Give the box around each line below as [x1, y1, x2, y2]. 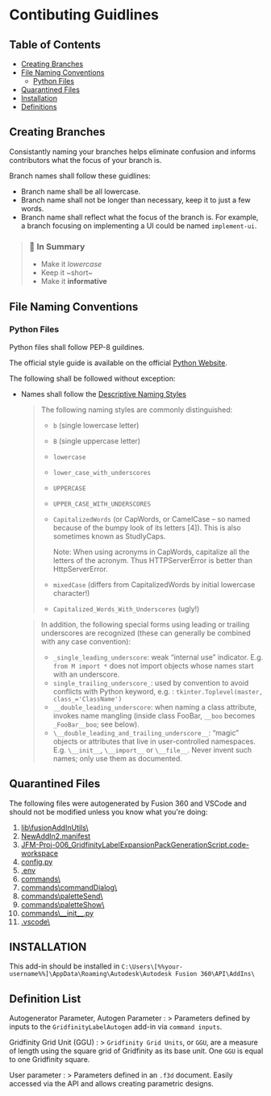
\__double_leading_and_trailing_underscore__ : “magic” [52, 727, 240, 737]
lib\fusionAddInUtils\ [20, 823, 89, 832]
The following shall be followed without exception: [9, 373, 176, 383]
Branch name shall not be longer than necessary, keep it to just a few [20, 195, 251, 205]
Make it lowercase [40, 260, 102, 269]
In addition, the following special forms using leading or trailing [40, 619, 250, 629]
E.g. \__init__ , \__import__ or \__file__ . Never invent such [52, 744, 252, 755]
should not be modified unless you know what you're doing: [9, 806, 208, 816]
